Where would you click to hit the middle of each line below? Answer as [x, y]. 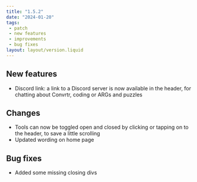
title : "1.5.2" [25, 12]
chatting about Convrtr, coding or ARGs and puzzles [78, 95]
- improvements [27, 39]
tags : [13, 22]
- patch [18, 28]
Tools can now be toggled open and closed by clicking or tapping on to [101, 127]
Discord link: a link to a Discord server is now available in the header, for [103, 88]
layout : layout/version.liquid [45, 50]
